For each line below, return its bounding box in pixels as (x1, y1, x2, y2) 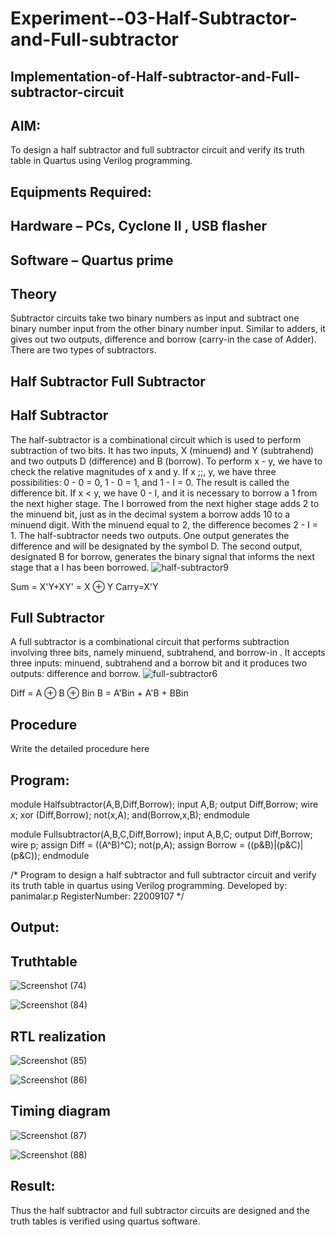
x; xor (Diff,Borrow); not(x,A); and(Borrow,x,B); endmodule (10, 809, 250, 821)
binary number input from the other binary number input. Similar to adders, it (10, 323, 326, 335)
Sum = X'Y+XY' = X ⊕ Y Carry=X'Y (10, 580, 159, 592)
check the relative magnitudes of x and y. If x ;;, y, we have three (10, 465, 277, 477)
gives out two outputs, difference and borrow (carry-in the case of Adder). (10, 333, 317, 346)
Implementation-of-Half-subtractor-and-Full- (10, 68, 301, 85)
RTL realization (10, 1028, 107, 1045)
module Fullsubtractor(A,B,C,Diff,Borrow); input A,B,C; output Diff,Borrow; (10, 828, 313, 841)
